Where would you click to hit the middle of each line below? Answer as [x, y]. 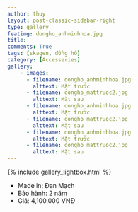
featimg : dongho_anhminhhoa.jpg [55, 34]
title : [17, 40]
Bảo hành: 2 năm [42, 193]
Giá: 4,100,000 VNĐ [46, 201]
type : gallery [28, 27]
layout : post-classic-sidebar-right [61, 20]
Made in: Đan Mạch [46, 185]
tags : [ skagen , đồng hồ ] [44, 54]
